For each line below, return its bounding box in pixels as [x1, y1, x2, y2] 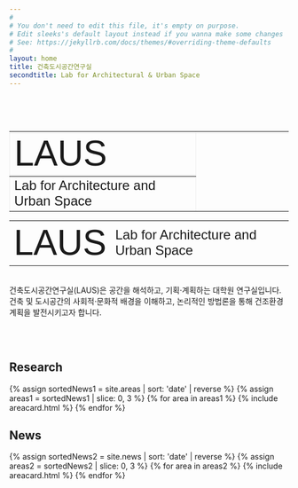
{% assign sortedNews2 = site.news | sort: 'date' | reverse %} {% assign [9, 452, 275, 462]
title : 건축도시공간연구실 [9, 63, 92, 72]
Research [9, 360, 64, 375]
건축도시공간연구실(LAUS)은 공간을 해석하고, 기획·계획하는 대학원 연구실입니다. [9, 285, 282, 295]
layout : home [9, 54, 58, 63]
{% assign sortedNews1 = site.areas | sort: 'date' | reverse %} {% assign [9, 383, 274, 394]
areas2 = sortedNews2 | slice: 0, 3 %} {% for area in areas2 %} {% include [9, 460, 283, 471]
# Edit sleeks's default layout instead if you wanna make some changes [9, 29, 284, 38]
